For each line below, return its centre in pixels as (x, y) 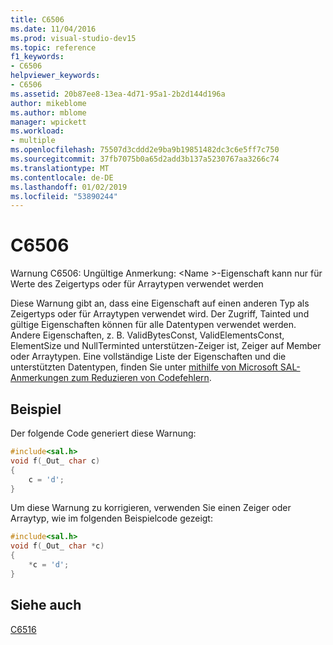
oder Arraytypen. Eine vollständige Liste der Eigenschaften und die (148, 357)
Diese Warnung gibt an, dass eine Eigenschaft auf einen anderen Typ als (160, 303)
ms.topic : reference (53, 47)
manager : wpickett (48, 122)
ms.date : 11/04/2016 (53, 29)
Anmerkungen (40, 378)
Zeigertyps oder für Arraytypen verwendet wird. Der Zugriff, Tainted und (160, 314)
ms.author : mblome (48, 112)
